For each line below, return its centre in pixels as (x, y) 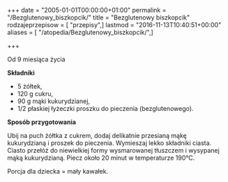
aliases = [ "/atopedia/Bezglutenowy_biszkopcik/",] (80, 32)
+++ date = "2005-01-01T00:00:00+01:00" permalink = (87, 10)
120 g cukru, (35, 94)
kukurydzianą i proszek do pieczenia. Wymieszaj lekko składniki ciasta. (109, 143)
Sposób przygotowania (42, 122)
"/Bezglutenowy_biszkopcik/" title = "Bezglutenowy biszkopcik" (99, 17)
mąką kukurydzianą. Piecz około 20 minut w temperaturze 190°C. (101, 158)
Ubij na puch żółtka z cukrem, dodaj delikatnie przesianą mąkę (97, 136)
